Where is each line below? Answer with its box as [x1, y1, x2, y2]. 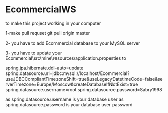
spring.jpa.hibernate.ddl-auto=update [5, 65, 84, 71]
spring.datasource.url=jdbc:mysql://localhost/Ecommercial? [5, 70, 130, 77]
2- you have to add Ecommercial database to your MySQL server [5, 40, 140, 46]
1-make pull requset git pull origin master [5, 30, 90, 36]
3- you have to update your [5, 50, 62, 56]
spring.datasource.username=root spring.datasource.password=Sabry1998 [5, 86, 162, 92]
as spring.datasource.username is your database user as [5, 96, 124, 102]
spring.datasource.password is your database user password [5, 101, 133, 107]
